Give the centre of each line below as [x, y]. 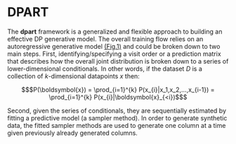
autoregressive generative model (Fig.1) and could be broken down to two [114, 46]
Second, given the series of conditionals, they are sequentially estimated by [117, 110]
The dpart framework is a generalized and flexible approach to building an [115, 31]
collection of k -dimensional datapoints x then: [74, 76]
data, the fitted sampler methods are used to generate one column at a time [117, 125]
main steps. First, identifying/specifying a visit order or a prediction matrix [114, 54]
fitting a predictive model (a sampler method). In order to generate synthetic [117, 118]
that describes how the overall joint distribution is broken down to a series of [118, 61]
